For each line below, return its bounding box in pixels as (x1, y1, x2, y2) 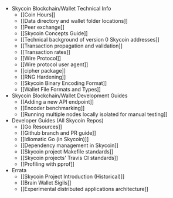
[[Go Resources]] (20, 123, 63, 130)
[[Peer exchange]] (20, 23, 65, 30)
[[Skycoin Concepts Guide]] (20, 30, 88, 37)
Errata (11, 167, 27, 173)
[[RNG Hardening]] (20, 73, 66, 80)
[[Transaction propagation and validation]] (20, 42, 123, 49)
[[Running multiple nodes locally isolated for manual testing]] (20, 111, 168, 118)
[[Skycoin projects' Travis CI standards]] (20, 155, 118, 161)
